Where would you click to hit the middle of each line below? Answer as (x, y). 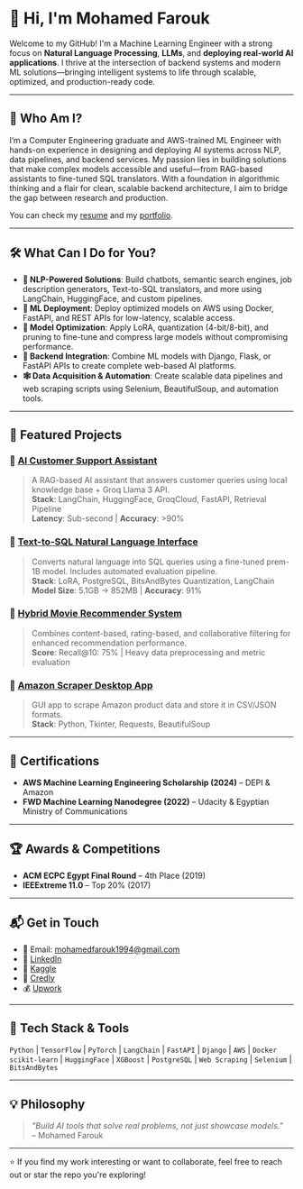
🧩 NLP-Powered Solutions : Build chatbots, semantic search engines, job (157, 279)
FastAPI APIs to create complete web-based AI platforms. (129, 365)
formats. (47, 715)
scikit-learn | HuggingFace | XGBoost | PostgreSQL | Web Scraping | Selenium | (151, 1059)
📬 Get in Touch (54, 923)
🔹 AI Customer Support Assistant (83, 461)
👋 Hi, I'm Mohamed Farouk (110, 18)
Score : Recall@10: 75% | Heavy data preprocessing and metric (148, 652)
